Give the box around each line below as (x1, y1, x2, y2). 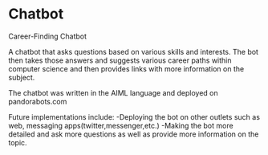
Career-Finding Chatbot (8, 31, 87, 41)
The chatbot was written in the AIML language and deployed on (8, 88, 218, 97)
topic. (8, 137, 27, 147)
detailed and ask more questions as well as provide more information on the (8, 129, 259, 139)
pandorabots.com (8, 96, 67, 106)
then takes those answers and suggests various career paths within (8, 55, 232, 65)
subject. (8, 72, 35, 82)
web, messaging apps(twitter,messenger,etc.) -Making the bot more (8, 120, 234, 130)
